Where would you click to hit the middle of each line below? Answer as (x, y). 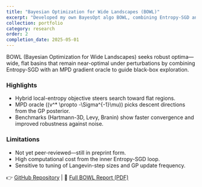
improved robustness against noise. (59, 124)
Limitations (23, 139)
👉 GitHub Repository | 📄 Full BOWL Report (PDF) (67, 177)
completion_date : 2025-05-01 (43, 40)
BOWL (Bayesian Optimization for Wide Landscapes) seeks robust (88, 57)
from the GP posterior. (42, 111)
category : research (31, 29)
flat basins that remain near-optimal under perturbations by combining (108, 63)
